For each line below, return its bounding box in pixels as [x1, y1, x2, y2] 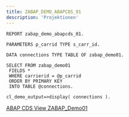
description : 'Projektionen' [6, 14, 79, 20]
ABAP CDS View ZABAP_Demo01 [6, 104, 88, 112]
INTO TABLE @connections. [8, 83, 73, 89]
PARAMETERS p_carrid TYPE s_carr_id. [6, 41, 100, 47]
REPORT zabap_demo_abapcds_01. [6, 31, 84, 37]
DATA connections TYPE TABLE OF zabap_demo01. [6, 52, 124, 58]
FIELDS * [8, 67, 31, 74]
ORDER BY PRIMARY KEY [8, 78, 63, 84]
